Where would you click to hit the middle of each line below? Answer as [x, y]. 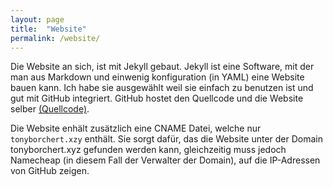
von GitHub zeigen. [50, 171]
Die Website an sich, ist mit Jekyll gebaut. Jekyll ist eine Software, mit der [162, 67]
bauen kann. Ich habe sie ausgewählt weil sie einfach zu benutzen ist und [162, 88]
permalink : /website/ [55, 38]
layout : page [37, 19]
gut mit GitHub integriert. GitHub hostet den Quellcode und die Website [157, 98]
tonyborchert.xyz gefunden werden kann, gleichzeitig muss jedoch [148, 150]
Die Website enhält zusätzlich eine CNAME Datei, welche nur [136, 128]
